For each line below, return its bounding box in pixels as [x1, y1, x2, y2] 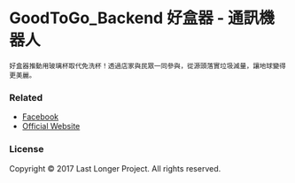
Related [9, 91, 43, 103]
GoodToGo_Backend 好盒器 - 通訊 [9, 8, 260, 28]
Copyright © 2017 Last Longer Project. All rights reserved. [9, 163, 221, 173]
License [9, 143, 44, 156]
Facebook [21, 111, 59, 122]
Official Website [21, 121, 81, 132]
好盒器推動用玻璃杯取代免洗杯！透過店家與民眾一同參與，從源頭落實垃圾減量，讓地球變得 [9, 61, 286, 71]
